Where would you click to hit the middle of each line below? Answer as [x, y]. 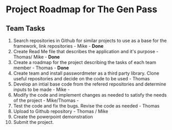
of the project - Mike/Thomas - [46, 100]
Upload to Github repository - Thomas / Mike [61, 111]
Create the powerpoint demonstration [53, 117]
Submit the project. [33, 122]
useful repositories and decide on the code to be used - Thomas [81, 79]
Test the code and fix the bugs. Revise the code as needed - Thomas [86, 106]
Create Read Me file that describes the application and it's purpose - [86, 51]
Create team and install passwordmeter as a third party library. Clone [86, 73]
